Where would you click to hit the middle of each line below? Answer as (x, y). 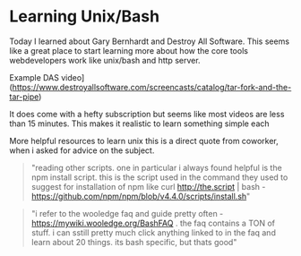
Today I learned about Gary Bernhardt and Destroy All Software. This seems (149, 41)
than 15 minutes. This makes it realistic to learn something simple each (140, 124)
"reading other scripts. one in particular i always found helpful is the (156, 167)
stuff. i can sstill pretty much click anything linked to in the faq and (153, 232)
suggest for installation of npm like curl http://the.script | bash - (148, 186)
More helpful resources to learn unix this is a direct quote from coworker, (144, 141)
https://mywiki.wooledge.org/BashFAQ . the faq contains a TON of (153, 223)
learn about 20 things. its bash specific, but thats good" (134, 242)
